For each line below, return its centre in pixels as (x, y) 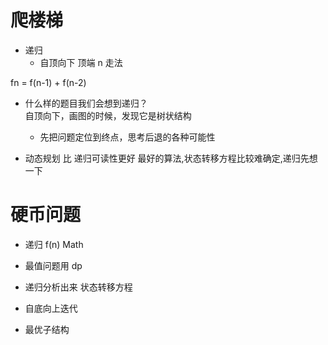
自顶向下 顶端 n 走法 (81, 62)
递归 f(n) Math (54, 244)
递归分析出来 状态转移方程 (78, 287)
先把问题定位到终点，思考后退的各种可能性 (127, 137)
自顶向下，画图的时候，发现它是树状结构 (108, 115)
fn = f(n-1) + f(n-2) (48, 82)
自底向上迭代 (51, 308)
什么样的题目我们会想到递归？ (86, 103)
